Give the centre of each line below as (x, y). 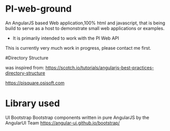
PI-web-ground (39, 9)
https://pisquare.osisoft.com (35, 83)
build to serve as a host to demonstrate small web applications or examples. (85, 28)
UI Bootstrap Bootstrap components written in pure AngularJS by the (77, 117)
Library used (33, 103)
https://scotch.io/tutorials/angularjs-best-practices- (100, 68)
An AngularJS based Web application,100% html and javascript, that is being (85, 23)
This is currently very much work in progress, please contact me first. (78, 48)
